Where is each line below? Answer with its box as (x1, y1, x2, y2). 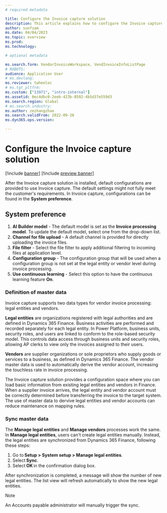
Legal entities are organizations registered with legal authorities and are (5, 315, 153, 321)
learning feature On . (12, 276, 54, 282)
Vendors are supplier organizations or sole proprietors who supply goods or (5, 351, 162, 357)
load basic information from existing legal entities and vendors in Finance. (5, 382, 157, 388)
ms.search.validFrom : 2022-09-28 (5, 113, 75, 118)
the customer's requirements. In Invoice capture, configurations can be (5, 190, 151, 197)
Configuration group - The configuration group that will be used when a (12, 255, 161, 261)
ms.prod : (5, 39, 23, 45)
